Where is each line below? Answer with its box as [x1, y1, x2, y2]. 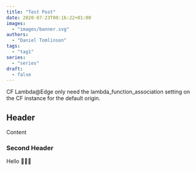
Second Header [6, 144, 54, 152]
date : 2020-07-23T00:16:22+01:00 [6, 15, 92, 21]
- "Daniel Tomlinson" [12, 37, 67, 43]
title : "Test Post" [6, 9, 56, 15]
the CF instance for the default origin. [6, 95, 101, 102]
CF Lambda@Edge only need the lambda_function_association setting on [6, 88, 191, 95]
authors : [6, 32, 29, 38]
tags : [6, 43, 20, 49]
